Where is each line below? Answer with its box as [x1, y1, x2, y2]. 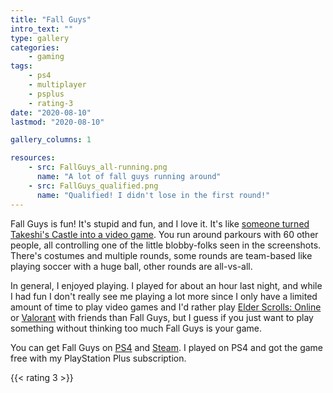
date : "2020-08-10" [10, 107, 92, 118]
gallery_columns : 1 [10, 135, 92, 145]
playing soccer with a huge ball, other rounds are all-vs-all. [10, 260, 253, 272]
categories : [10, 42, 60, 53]
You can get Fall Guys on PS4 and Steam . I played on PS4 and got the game [10, 341, 324, 353]
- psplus [28, 89, 65, 99]
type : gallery [10, 33, 70, 43]
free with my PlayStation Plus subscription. [10, 352, 187, 364]
